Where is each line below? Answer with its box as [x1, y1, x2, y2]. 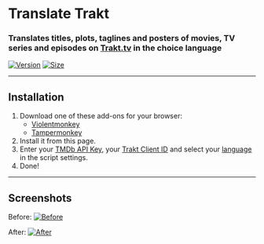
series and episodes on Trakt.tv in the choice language [8, 42, 222, 53]
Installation [8, 90, 64, 104]
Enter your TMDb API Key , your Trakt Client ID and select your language [19, 144, 252, 154]
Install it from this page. [19, 137, 97, 146]
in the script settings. [19, 153, 89, 162]
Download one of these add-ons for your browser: [19, 111, 183, 121]
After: [8, 228, 27, 237]
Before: [8, 213, 32, 222]
